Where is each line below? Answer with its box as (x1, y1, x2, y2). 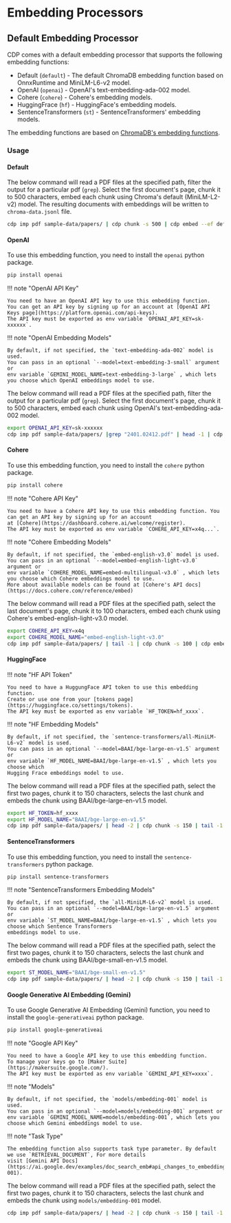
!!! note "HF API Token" (7, 670, 73, 678)
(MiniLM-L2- (184, 193, 221, 201)
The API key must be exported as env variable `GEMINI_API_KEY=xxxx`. (7, 1071, 214, 1078)
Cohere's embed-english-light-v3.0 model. (7, 614, 129, 622)
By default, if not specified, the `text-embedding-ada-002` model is (7, 347, 214, 354)
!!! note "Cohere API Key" (7, 494, 79, 503)
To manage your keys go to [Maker (7, 1058, 107, 1066)
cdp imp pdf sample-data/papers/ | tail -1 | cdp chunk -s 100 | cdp (7, 640, 211, 647)
